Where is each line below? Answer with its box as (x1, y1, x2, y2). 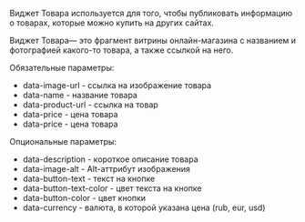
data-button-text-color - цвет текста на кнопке (22, 183, 202, 194)
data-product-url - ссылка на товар (22, 99, 159, 110)
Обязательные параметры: (9, 63, 115, 73)
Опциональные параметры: (9, 136, 117, 146)
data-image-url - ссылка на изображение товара (22, 80, 212, 90)
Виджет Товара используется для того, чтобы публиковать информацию (9, 8, 293, 18)
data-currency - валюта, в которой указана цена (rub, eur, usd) (22, 202, 266, 213)
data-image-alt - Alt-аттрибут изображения (22, 164, 191, 174)
